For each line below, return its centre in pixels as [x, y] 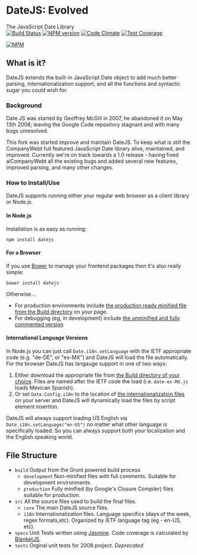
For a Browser [24, 253]
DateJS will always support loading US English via [67, 418]
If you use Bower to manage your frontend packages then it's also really [94, 266]
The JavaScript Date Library [40, 27]
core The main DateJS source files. [66, 508]
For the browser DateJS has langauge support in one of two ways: [86, 363]
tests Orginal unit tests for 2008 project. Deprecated [79, 545]
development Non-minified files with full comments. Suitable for [100, 476]
